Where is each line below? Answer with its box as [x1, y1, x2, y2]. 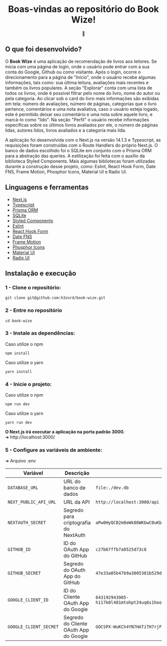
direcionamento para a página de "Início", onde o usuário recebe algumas [5, 74, 156, 80]
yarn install [5, 369, 32, 374]
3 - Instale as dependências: [5, 330, 76, 337]
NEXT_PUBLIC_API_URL [7, 499, 56, 505]
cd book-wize [5, 318, 32, 323]
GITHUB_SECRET [7, 570, 41, 576]
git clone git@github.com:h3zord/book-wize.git [5, 295, 106, 300]
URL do [63, 478, 81, 485]
